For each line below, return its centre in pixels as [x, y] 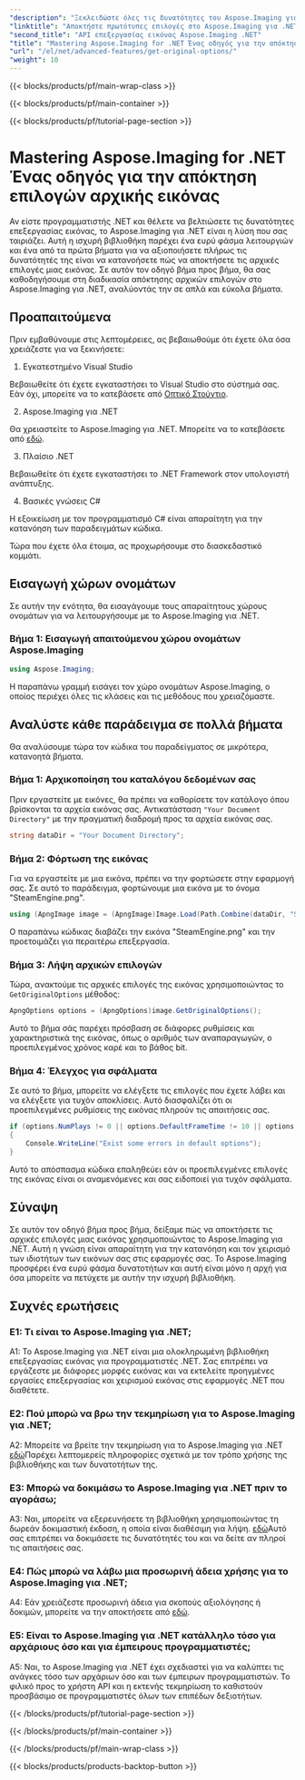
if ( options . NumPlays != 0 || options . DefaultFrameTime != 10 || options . [154, 1126]
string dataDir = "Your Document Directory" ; [97, 835]
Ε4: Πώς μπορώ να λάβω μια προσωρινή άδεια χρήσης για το [149, 1571]
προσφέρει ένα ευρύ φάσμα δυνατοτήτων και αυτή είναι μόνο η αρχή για [148, 1268]
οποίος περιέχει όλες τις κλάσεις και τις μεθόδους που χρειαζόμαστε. [142, 696]
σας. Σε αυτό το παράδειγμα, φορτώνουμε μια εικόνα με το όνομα [135, 888]
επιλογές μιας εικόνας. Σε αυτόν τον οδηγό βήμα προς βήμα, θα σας [140, 270]
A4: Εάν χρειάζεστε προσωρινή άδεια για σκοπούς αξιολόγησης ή [135, 1602]
